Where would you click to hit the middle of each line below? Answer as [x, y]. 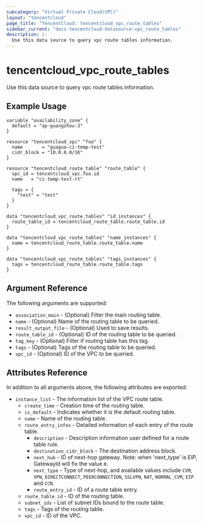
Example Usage [37, 106]
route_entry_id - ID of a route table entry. [86, 490]
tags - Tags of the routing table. [64, 509]
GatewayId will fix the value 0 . [71, 464]
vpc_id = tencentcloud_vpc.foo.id [55, 174]
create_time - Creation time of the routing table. [84, 406]
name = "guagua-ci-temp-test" [58, 147]
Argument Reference [47, 288]
